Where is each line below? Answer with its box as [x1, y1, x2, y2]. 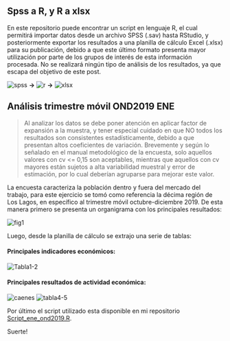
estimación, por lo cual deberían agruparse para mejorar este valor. [23, 169, 215, 178]
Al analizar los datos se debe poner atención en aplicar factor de [23, 119, 207, 127]
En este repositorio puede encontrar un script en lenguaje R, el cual [7, 23, 198, 32]
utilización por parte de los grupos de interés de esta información [7, 53, 192, 61]
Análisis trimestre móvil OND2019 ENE [7, 101, 175, 113]
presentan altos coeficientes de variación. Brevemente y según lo [23, 141, 209, 149]
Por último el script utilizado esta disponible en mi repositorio [7, 307, 181, 315]
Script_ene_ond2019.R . [7, 314, 72, 322]
